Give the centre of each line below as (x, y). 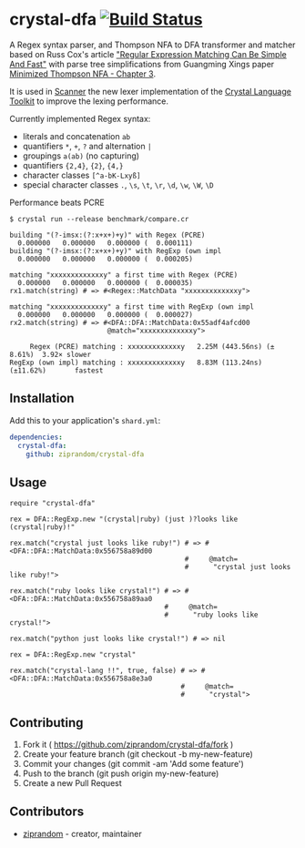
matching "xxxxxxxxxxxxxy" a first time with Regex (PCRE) (124, 275)
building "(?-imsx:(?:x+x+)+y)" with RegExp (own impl (116, 250)
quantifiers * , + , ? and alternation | (87, 146)
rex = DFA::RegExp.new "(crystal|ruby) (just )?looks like (124, 519)
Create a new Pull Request (72, 783)
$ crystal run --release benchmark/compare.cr (99, 219)
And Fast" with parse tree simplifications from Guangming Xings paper (142, 64)
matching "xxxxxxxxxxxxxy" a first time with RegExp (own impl (132, 307)
